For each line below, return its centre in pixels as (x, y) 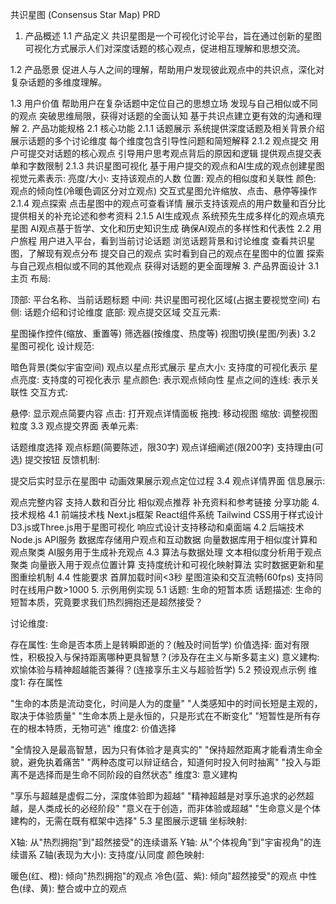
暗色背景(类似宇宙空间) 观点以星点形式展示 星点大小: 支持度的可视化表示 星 (164, 367)
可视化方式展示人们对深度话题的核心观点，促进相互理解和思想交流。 (165, 48)
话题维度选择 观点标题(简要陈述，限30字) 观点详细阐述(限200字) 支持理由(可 (167, 447)
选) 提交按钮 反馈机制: (55, 459)
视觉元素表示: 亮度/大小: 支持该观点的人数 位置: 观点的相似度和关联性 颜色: (163, 178)
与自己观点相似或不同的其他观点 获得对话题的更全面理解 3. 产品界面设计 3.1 (164, 266)
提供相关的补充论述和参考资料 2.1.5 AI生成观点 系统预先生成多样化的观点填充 (167, 216)
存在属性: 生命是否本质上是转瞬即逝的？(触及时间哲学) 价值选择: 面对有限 (160, 644)
